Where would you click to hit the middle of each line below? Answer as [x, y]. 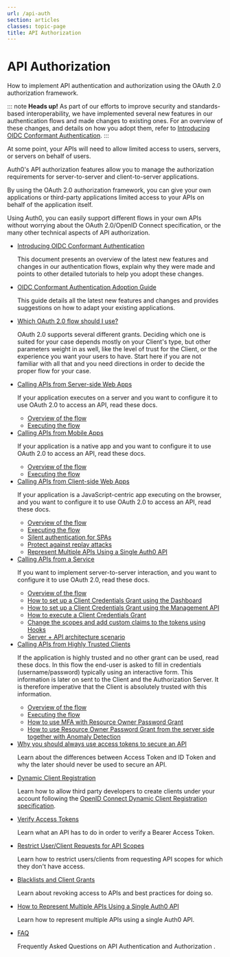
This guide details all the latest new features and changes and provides [118, 300]
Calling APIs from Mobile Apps [60, 433]
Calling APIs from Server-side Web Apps [74, 384]
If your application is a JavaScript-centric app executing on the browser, [119, 495]
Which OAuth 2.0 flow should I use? [68, 321]
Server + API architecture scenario [76, 637]
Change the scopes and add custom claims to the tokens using [116, 622]
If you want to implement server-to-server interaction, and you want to [117, 573]
